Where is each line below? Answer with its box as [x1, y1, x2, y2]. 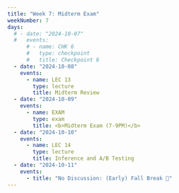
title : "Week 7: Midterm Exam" [7, 10, 100, 18]
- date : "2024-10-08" [13, 63, 78, 70]
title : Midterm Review [33, 89, 100, 96]
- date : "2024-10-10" [13, 129, 78, 136]
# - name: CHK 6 [25, 43, 74, 50]
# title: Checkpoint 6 [25, 57, 100, 64]
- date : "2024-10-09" [13, 96, 78, 103]
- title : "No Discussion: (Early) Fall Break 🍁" [25, 175, 173, 182]
